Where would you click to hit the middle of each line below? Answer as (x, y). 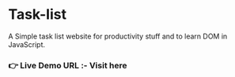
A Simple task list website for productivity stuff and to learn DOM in (118, 36)
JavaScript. (27, 44)
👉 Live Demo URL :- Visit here (68, 65)
